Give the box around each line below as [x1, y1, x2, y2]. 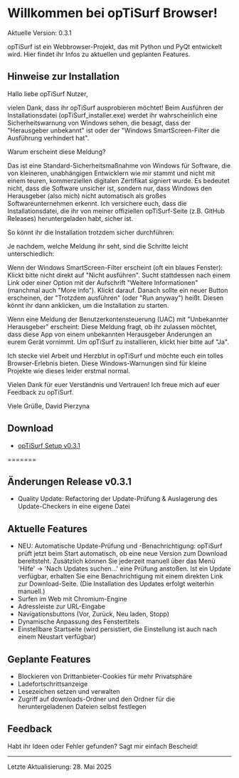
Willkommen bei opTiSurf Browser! [7, 5, 218, 21]
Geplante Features [7, 653, 91, 665]
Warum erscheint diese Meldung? [7, 147, 106, 156]
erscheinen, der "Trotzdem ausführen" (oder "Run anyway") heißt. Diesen [7, 294, 224, 302]
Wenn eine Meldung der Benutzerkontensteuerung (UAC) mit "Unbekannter [7, 315, 229, 323]
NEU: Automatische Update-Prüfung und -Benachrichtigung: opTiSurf [17, 541, 223, 550]
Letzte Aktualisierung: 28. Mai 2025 [7, 762, 112, 771]
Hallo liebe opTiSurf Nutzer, [7, 89, 88, 98]
